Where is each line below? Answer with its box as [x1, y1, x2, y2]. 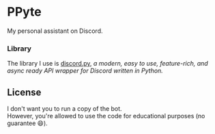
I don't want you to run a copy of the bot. [7, 105, 122, 113]
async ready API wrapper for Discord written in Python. [7, 66, 164, 75]
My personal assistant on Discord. [7, 27, 104, 35]
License [7, 86, 42, 98]
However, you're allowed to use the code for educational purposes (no [7, 112, 205, 120]
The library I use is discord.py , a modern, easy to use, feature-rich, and [7, 59, 208, 68]
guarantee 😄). [7, 119, 48, 127]
